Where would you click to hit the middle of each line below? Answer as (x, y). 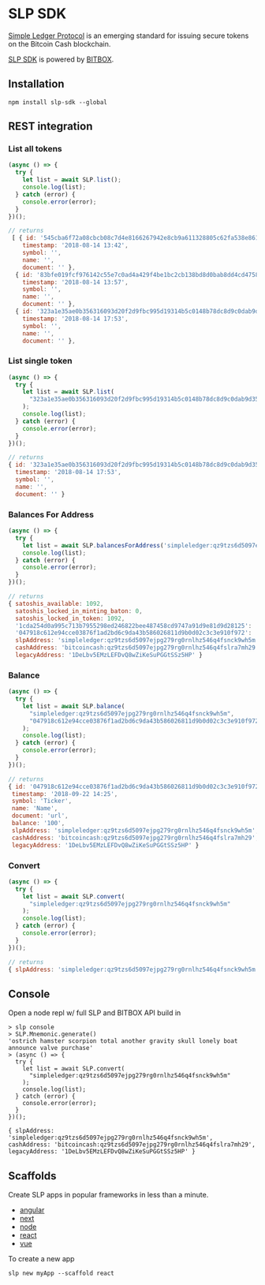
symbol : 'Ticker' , (42, 801)
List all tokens (35, 149)
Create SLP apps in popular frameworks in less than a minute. (108, 1195)
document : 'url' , (40, 816)
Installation (36, 84)
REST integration (50, 127)
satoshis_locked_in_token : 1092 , (70, 618)
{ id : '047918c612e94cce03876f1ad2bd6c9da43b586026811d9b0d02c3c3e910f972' (135, 786)
